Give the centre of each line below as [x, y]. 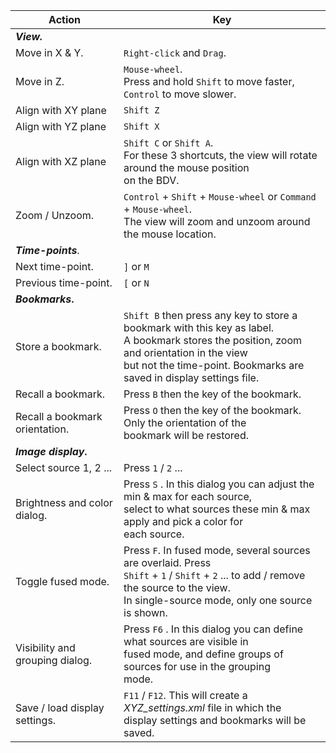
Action [65, 19]
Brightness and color [64, 502]
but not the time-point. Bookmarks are [214, 365]
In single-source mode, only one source [218, 600]
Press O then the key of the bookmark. [212, 410]
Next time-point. [54, 266]
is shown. [145, 612]
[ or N [136, 282]
